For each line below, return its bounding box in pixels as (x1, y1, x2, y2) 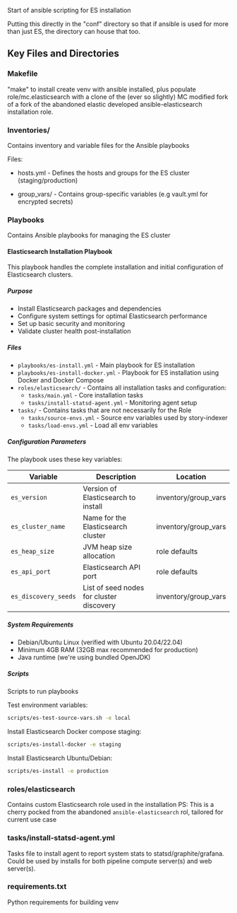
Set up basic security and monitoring (17, 320, 126, 328)
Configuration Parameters (7, 438, 87, 446)
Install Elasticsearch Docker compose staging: (7, 728, 142, 736)
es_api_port (11, 568, 51, 576)
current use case (7, 815, 57, 824)
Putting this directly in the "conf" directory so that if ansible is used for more (7, 20, 229, 28)
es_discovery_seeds (11, 593, 76, 600)
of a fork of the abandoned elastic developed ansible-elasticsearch (7, 100, 202, 108)
